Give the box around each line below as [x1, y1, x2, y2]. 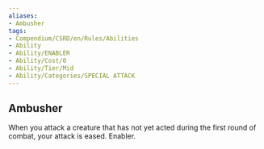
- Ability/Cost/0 [8, 57, 67, 65]
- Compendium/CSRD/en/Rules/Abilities [8, 34, 139, 43]
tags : [8, 27, 27, 35]
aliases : [8, 11, 38, 20]
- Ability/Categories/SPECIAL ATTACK [8, 72, 136, 80]
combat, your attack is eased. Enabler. [8, 131, 136, 141]
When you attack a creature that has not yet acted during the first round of [8, 122, 257, 133]
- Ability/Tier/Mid [8, 64, 74, 72]
